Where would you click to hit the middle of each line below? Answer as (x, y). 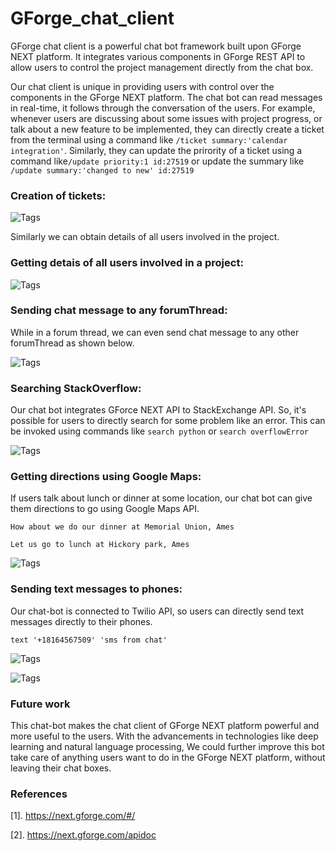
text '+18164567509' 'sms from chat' (89, 640)
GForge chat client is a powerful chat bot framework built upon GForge (156, 46)
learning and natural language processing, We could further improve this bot (167, 747)
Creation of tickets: (58, 195)
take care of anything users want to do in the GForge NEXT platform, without (168, 758)
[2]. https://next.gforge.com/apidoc (83, 835)
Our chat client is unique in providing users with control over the (142, 86)
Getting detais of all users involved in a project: (127, 263)
